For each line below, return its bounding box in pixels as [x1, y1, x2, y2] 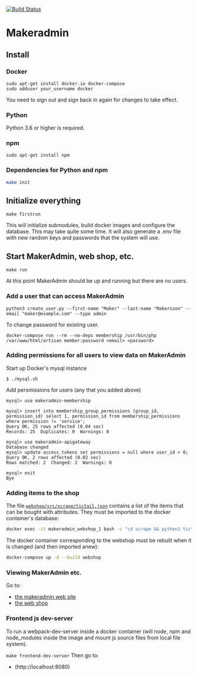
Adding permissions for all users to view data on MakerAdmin [6, 351, 186, 359]
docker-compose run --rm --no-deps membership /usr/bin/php [6, 332, 157, 339]
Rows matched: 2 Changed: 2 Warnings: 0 [6, 460, 112, 465]
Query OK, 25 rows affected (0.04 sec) [6, 424, 104, 429]
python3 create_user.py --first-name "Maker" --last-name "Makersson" [6, 306, 183, 311]
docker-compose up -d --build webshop [6, 554, 101, 560]
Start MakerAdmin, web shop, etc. [6, 251, 134, 261]
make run [6, 267, 28, 273]
